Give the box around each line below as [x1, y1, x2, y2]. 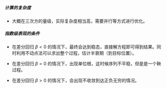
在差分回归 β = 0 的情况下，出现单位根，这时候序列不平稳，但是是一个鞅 [11, 60, 162, 67]
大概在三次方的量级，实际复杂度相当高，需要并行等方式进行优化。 [11, 18, 148, 24]
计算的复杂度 [4, 4, 31, 10]
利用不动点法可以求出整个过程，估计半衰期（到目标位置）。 [16, 50, 137, 56]
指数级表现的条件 [4, 30, 40, 36]
